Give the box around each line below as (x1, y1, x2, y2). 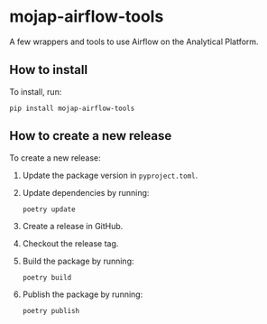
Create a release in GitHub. (22, 220, 124, 231)
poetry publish (22, 306, 80, 315)
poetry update (22, 205, 76, 214)
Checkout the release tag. (22, 237, 119, 249)
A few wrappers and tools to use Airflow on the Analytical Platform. (9, 36, 259, 47)
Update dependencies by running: (22, 187, 150, 198)
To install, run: (9, 86, 62, 97)
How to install (9, 62, 88, 78)
